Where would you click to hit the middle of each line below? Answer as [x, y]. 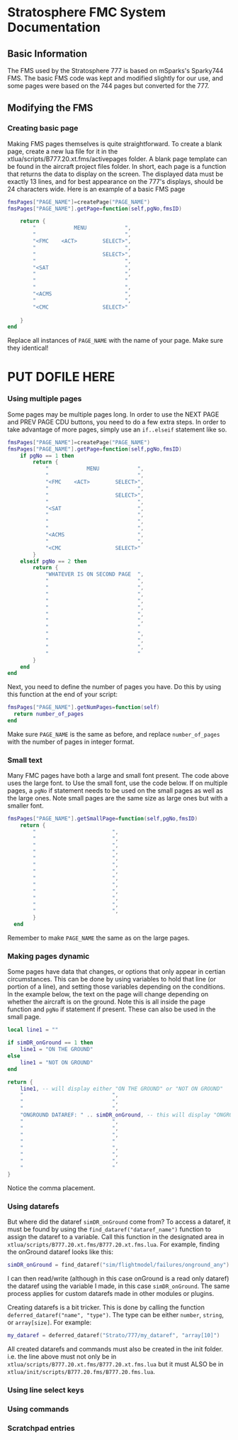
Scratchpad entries [41, 1428]
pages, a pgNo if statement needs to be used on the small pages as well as [115, 791]
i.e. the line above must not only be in [62, 1356]
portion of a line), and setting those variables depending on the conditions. [116, 986]
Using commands [38, 1409]
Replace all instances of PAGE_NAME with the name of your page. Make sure [115, 341]
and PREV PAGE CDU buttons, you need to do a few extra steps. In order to [117, 422]
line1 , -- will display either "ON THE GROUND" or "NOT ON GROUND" [121, 1089]
